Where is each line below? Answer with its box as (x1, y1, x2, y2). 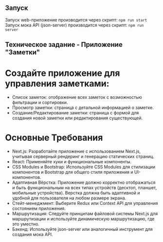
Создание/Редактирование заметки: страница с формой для (12, 110, 139, 116)
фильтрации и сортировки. (12, 100, 68, 106)
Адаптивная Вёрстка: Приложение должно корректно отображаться (12, 179, 156, 185)
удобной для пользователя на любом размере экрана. (12, 195, 127, 201)
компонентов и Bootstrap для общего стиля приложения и (12, 169, 133, 175)
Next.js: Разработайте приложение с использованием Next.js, (12, 149, 141, 154)
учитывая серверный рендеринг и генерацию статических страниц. (12, 154, 155, 159)
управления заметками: (5, 78, 109, 89)
